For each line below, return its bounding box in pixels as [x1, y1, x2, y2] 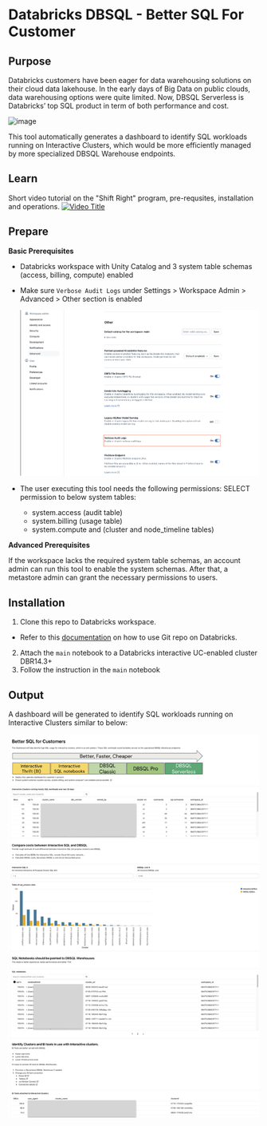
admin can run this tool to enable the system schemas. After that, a [8, 565, 229, 574]
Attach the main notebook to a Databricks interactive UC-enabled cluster [19, 648, 257, 658]
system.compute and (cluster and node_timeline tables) [31, 525, 214, 534]
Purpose [8, 54, 52, 68]
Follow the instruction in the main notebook [19, 665, 161, 675]
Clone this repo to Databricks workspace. [19, 617, 157, 627]
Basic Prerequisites [8, 246, 74, 256]
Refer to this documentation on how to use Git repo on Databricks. [19, 632, 238, 642]
